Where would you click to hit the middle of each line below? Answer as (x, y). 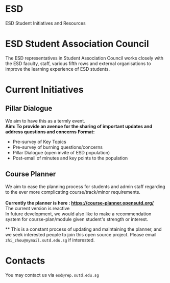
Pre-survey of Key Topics (39, 141)
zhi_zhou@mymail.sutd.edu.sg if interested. (50, 240)
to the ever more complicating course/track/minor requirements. (73, 192)
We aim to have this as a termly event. (45, 120)
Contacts (25, 261)
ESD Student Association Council (77, 44)
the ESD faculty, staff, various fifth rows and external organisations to (78, 63)
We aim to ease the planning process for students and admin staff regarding (85, 186)
